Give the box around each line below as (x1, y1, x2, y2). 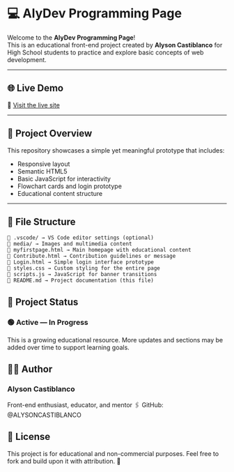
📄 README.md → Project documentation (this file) (7, 277, 155, 284)
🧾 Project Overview (7, 128, 93, 139)
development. (7, 55, 47, 63)
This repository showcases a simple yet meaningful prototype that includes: (7, 146, 225, 154)
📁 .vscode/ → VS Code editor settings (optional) (7, 234, 155, 241)
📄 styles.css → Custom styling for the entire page (7, 265, 160, 272)
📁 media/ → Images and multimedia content (7, 241, 132, 248)
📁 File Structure (7, 215, 76, 227)
